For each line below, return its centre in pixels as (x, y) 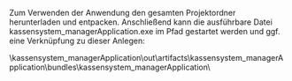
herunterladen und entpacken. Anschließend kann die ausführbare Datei (141, 22)
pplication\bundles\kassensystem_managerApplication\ (110, 67)
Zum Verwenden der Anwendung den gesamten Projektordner (123, 13)
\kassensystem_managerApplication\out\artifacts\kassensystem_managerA (146, 58)
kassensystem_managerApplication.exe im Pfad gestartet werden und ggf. (145, 31)
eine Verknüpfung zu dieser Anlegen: (77, 40)
